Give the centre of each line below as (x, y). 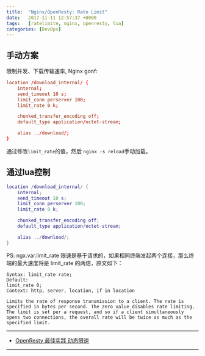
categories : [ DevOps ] (34, 29)
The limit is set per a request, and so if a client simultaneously (95, 312)
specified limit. (28, 322)
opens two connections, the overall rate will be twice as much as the (99, 317)
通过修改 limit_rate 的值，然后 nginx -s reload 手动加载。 (79, 151)
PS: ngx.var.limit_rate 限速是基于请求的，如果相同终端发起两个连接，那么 (98, 255)
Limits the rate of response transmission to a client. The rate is (95, 301)
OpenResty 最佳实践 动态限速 (52, 340)
